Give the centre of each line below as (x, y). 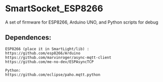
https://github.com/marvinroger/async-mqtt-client (58, 57)
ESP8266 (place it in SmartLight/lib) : (47, 49)
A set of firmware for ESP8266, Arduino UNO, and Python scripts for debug (82, 22)
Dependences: (28, 38)
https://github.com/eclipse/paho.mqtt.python (53, 75)
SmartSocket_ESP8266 (54, 9)
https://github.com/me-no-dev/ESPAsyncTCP (49, 62)
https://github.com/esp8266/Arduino (43, 53)
